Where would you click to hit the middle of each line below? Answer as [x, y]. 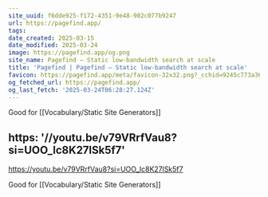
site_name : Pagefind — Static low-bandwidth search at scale [112, 61]
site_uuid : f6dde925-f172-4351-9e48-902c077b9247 [93, 16]
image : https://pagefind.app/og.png [69, 53]
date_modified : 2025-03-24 [53, 45]
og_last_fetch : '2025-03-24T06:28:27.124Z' [82, 90]
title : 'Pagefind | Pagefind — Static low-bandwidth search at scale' [128, 68]
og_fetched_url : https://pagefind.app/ [75, 82]
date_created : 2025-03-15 [51, 38]
